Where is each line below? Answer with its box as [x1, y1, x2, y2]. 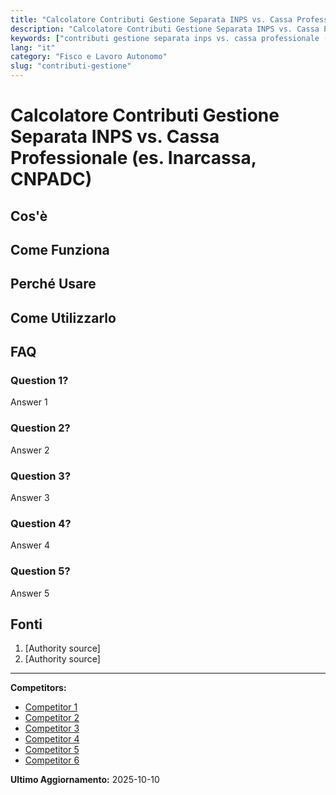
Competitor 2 [24, 712, 80, 724]
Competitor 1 [24, 701, 78, 713]
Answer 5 [10, 587, 50, 599]
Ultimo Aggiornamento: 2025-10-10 [10, 774, 160, 786]
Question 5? [10, 564, 71, 578]
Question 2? [10, 421, 71, 435]
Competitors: [10, 682, 67, 694]
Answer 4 [10, 539, 50, 551]
